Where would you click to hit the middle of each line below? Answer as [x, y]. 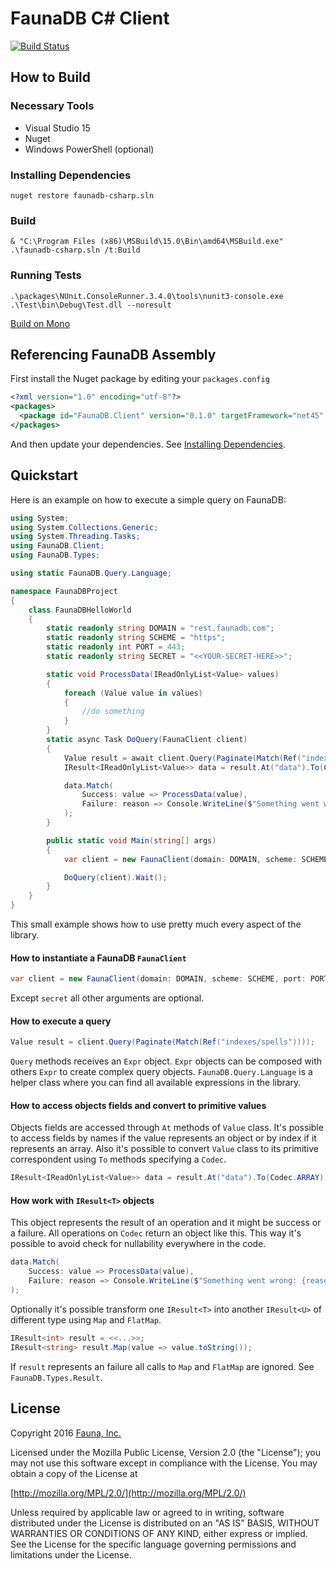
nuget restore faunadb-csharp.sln [82, 195]
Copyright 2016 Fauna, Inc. [66, 1433]
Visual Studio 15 [57, 128]
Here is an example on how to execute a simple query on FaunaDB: [148, 499]
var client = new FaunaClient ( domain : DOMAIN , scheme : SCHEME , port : [158, 979]
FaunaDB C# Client [90, 18]
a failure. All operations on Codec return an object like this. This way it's [156, 1233]
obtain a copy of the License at [74, 1473]
